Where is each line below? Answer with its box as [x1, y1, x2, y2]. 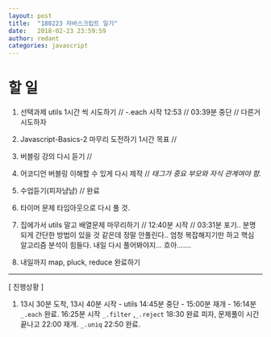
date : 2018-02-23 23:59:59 [8, 27, 106, 35]
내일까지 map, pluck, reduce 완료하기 [19, 257, 141, 267]
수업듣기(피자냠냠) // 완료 [19, 186, 100, 196]
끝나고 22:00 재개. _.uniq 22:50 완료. [19, 319, 141, 329]
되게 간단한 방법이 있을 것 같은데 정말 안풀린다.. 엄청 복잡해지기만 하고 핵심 [19, 231, 255, 240]
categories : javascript [8, 42, 89, 50]
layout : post [8, 11, 52, 20]
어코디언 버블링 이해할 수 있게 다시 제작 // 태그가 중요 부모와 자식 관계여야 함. [19, 168, 262, 178]
